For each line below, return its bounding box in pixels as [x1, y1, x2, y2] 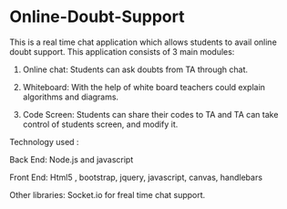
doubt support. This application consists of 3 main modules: [9, 46, 235, 57]
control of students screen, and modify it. [22, 119, 179, 130]
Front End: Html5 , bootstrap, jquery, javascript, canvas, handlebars [9, 172, 262, 183]
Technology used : [9, 136, 79, 147]
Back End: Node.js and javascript [9, 153, 134, 165]
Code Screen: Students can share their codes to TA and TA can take [22, 109, 279, 120]
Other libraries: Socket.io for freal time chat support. [9, 189, 206, 200]
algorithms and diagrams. [22, 91, 119, 102]
